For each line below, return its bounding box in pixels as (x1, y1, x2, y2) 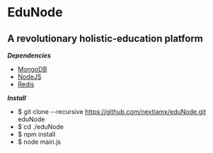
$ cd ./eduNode (17, 123, 64, 131)
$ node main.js (17, 137, 62, 146)
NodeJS (17, 72, 42, 81)
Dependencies (7, 51, 52, 59)
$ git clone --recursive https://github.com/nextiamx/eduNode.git (17, 108, 207, 115)
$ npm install (17, 130, 56, 138)
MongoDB (17, 65, 47, 73)
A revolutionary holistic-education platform (7, 33, 204, 45)
